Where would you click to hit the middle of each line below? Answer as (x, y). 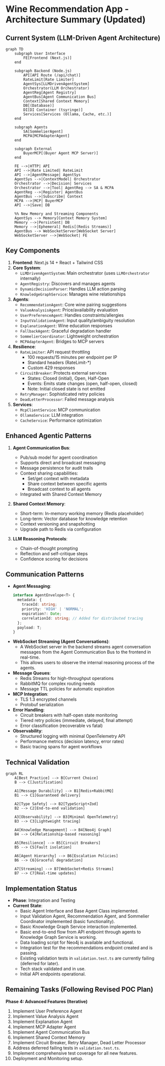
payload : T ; (30, 628)
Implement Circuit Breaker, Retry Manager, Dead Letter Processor (79, 1042)
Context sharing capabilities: (49, 473)
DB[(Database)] (39, 105)
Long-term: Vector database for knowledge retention (74, 519)
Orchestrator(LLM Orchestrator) (57, 88)
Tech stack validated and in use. (53, 969)
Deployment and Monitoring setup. (48, 1058)
